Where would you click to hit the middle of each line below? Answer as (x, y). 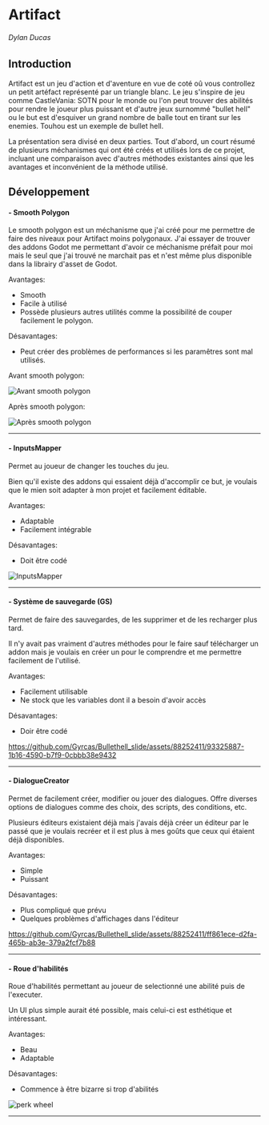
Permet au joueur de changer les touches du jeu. (89, 466)
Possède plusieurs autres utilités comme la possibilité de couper (126, 312)
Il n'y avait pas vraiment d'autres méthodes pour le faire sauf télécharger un (133, 643)
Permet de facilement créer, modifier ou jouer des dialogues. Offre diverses (133, 799)
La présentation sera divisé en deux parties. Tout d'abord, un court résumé (132, 141)
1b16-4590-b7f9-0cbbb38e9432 (62, 755)
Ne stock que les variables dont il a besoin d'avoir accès (113, 700)
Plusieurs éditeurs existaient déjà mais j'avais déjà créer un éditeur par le (129, 823)
